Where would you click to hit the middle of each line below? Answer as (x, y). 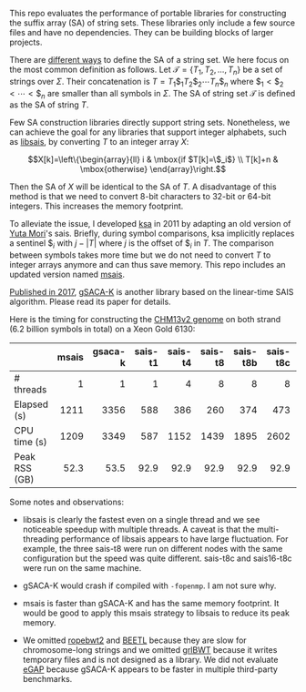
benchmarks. (47, 679)
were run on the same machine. (82, 568)
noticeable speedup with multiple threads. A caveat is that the (138, 529)
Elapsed (31, 404)
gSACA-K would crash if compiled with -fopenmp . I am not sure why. (149, 585)
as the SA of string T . (49, 105)
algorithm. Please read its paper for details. (90, 302)
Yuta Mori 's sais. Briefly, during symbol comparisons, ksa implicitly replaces (152, 234)
